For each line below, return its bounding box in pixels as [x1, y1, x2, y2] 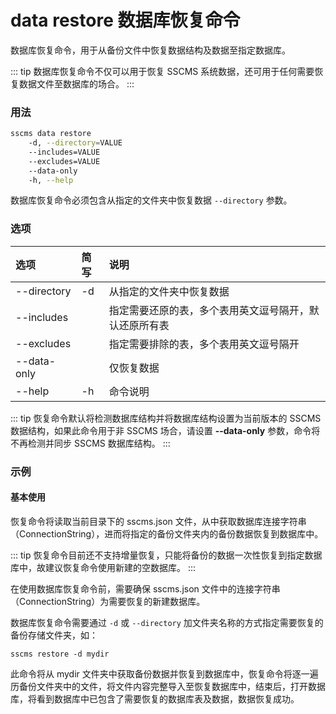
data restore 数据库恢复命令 [10, 9, 241, 32]
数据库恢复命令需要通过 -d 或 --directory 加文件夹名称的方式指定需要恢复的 [10, 616, 324, 628]
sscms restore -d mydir [10, 649, 110, 659]
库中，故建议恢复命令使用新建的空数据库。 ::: [10, 561, 197, 573]
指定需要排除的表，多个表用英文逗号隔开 [108, 337, 300, 351]
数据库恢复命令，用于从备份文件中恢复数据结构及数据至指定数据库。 [10, 44, 291, 56]
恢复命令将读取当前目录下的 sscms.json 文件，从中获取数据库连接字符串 [10, 515, 307, 527]
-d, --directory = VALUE [28, 138, 123, 148]
